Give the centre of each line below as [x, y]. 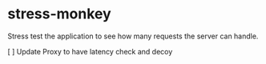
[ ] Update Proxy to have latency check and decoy [90, 51]
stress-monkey [59, 14]
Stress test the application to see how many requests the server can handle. [133, 36]
